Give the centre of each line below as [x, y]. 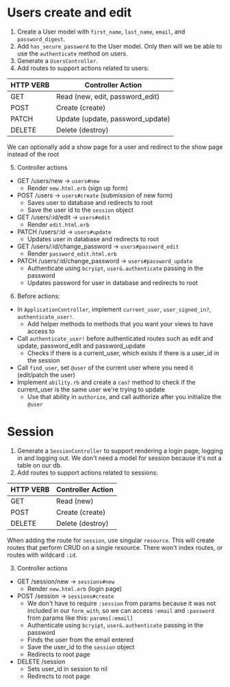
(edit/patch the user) [46, 374]
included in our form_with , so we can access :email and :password [121, 610]
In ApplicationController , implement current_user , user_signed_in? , [114, 309]
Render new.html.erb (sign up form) [78, 188]
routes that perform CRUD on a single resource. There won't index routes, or [115, 547]
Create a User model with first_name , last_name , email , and [101, 32]
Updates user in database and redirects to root [93, 239]
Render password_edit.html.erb [72, 253]
